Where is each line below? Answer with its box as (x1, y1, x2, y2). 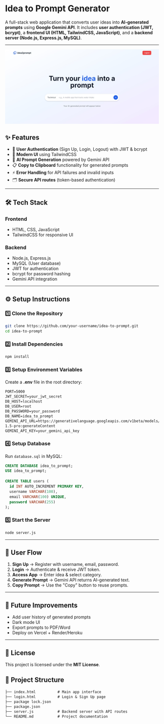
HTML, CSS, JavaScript (12, 227, 60, 233)
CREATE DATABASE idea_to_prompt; (5, 463, 73, 468)
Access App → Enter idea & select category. (12, 572, 102, 578)
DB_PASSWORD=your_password (5, 409, 60, 414)
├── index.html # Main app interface (5, 689, 102, 695)
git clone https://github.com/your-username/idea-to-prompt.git (5, 323, 139, 329)
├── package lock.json (5, 699, 51, 704)
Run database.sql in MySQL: (5, 453, 62, 459)
